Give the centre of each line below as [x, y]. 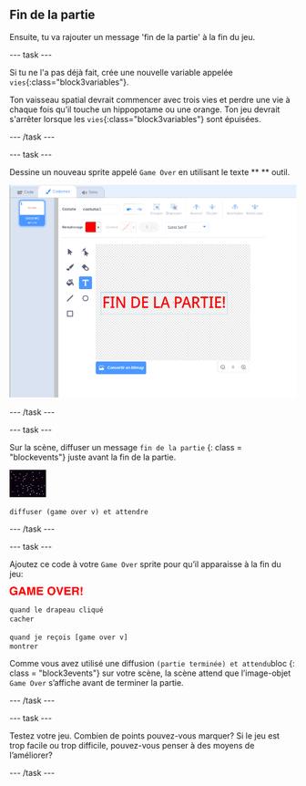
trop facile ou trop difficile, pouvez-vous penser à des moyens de [132, 745]
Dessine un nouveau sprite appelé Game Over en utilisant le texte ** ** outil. [150, 171]
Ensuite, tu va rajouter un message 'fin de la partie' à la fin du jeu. [133, 36]
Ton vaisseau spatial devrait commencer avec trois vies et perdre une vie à [150, 99]
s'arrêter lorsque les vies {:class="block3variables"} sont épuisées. [135, 119]
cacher [22, 619]
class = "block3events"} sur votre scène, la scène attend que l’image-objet [150, 673]
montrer [24, 646]
